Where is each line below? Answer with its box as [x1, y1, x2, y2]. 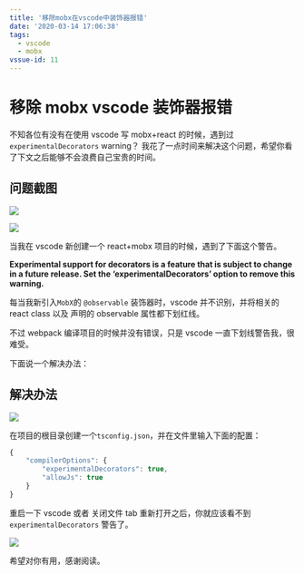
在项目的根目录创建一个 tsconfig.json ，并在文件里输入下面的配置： [9, 430, 261, 441]
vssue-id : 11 [9, 55, 59, 64]
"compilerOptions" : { [25, 456, 107, 465]
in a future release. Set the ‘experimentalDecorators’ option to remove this [9, 268, 296, 279]
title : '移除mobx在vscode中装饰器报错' [9, 13, 148, 23]
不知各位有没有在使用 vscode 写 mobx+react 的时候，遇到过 [9, 129, 234, 140]
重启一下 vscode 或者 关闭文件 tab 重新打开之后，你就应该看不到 [9, 507, 251, 518]
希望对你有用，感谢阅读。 [9, 555, 105, 566]
